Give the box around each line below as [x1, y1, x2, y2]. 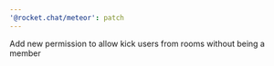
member [9, 47, 41, 59]
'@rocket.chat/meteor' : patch [9, 13, 125, 23]
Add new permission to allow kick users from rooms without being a [9, 38, 265, 49]
